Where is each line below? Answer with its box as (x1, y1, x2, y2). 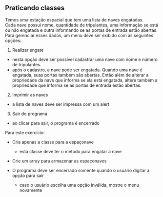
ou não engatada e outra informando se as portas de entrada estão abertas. (5, 27, 158, 33)
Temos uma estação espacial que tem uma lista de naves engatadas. (5, 17, 144, 22)
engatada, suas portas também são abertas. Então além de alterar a (12, 72, 149, 78)
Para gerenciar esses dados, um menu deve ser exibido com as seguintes (5, 32, 154, 38)
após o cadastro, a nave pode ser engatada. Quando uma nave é (12, 67, 143, 73)
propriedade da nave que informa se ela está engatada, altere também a (12, 77, 158, 83)
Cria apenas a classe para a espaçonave (12, 139, 94, 145)
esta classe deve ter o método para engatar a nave (19, 148, 122, 154)
